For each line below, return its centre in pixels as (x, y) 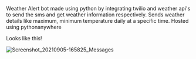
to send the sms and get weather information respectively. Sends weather (95, 15)
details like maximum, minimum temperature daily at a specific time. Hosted (97, 21)
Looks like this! (24, 38)
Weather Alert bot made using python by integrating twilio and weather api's (98, 8)
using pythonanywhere (34, 27)
